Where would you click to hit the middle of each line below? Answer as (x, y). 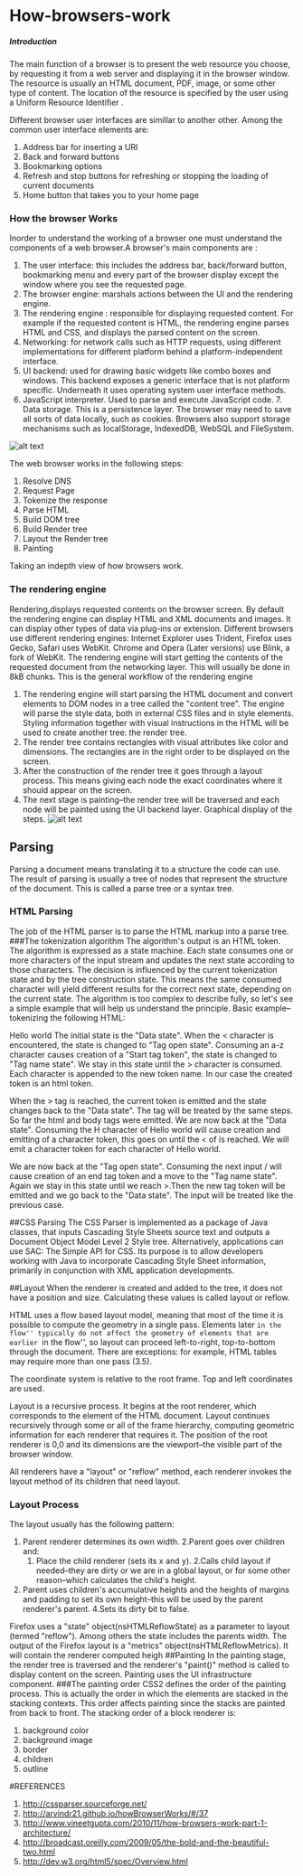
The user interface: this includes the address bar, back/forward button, (155, 265)
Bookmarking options (62, 166)
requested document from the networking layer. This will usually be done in (150, 666)
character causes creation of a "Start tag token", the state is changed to (143, 1054)
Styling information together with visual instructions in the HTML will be (156, 722)
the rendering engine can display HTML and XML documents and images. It (150, 618)
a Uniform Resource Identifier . (66, 103)
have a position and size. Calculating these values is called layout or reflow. (150, 1297)
